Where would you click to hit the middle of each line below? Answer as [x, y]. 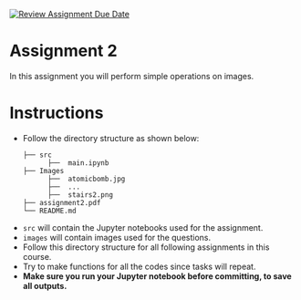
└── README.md [49, 211]
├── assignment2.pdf [62, 202]
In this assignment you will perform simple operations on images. [132, 76]
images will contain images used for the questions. [117, 237]
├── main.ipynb [78, 163]
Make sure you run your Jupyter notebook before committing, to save [157, 276]
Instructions [57, 113]
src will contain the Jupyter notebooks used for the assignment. [143, 227]
